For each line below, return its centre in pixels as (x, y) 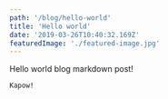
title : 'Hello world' (50, 26)
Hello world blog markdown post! (71, 69)
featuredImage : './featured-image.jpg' (85, 43)
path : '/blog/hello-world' (60, 18)
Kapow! (22, 86)
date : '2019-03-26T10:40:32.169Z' (75, 35)
